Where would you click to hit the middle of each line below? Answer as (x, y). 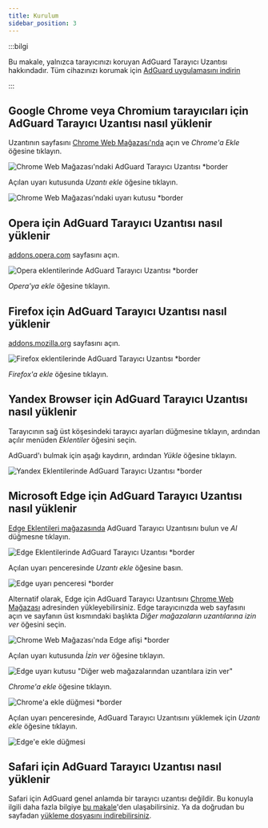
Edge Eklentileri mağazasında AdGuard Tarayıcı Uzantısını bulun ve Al (123, 528)
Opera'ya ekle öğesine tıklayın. (59, 286)
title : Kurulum (34, 16)
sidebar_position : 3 (43, 23)
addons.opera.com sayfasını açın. (64, 255)
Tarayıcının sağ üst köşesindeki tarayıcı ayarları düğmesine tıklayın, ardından (134, 431)
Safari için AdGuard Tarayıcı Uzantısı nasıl (115, 767)
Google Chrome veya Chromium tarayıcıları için (129, 110)
